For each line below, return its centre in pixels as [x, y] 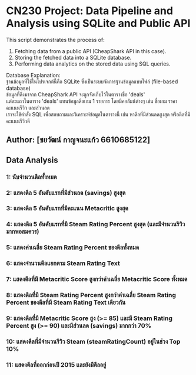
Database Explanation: [33, 75]
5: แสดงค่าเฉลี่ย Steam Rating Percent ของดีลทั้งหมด [73, 247]
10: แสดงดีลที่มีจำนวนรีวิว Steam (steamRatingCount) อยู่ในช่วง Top [93, 341]
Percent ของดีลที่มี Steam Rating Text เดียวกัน [66, 302]
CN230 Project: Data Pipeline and [90, 11]
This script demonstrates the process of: [55, 40]
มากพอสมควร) [23, 231]
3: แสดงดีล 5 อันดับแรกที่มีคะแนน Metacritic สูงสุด [67, 208]
